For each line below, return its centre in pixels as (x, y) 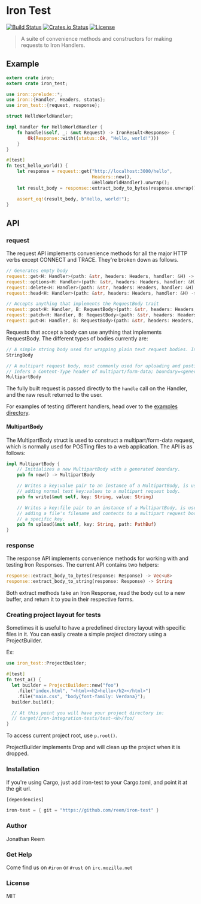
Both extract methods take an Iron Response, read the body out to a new (96, 593)
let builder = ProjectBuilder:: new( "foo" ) (65, 686)
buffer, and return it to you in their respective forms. (70, 599)
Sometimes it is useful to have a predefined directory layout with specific (96, 628)
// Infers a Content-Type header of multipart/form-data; (80, 372)
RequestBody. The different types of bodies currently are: (77, 338)
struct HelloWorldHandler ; (40, 116)
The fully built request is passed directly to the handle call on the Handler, (97, 388)
